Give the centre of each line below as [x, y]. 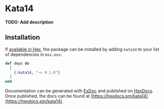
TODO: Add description [29, 22]
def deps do [17, 63]
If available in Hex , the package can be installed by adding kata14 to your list [82, 49]
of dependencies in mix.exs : [34, 54]
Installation [23, 37]
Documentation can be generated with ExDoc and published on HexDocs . [79, 91]
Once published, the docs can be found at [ [49, 96]
